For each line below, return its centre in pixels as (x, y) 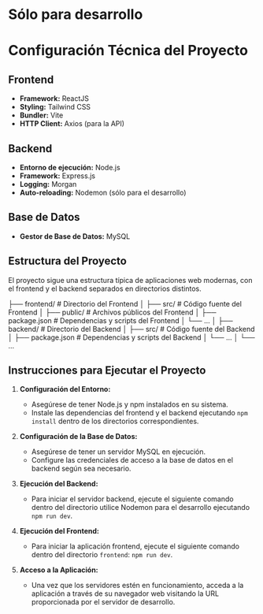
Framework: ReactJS (54, 99)
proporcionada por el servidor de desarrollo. (103, 602)
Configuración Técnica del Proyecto (128, 51)
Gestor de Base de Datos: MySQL (75, 236)
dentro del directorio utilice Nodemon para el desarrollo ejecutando (141, 508)
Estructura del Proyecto (68, 261)
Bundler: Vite (41, 115)
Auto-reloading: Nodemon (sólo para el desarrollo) (103, 192)
